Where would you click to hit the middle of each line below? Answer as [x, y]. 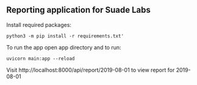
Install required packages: [39, 24]
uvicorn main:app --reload [41, 58]
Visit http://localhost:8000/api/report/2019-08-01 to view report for [91, 70]
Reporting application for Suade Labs [79, 10]
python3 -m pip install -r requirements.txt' [65, 36]
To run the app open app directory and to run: [64, 47]
